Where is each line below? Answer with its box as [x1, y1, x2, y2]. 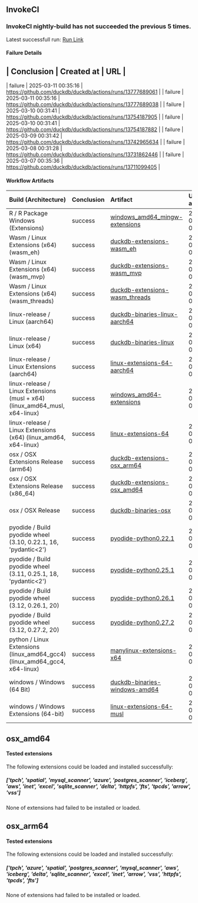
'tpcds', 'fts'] [6, 877, 39, 884]
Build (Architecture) [9, 196, 67, 204]
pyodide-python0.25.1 [110, 566, 175, 574]
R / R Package [9, 209, 48, 218]
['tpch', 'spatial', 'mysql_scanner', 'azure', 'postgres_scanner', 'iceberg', [6, 777, 188, 784]
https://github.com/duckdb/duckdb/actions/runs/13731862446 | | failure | [6, 151, 184, 158]
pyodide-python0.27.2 [110, 619, 175, 627]
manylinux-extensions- [110, 646, 177, 655]
